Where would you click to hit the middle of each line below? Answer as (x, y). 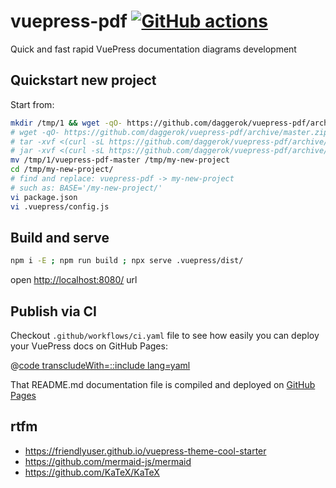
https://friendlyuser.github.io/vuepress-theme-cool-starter (145, 451)
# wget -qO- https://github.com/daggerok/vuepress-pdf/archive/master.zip (169, 132)
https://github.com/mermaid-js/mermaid (108, 461)
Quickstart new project (83, 80)
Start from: (32, 104)
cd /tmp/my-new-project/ (62, 170)
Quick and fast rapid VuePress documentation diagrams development (153, 49)
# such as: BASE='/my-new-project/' (86, 188)
